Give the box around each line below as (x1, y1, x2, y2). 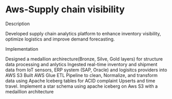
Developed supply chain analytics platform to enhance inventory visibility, (5, 30, 161, 36)
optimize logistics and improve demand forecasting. (5, 36, 115, 42)
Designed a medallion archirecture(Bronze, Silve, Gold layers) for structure (5, 55, 163, 62)
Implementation (5, 46, 39, 52)
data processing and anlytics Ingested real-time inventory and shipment (5, 61, 158, 67)
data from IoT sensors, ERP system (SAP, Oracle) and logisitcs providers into (5, 67, 167, 73)
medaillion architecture (5, 88, 54, 94)
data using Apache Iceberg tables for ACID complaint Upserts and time (5, 77, 156, 84)
